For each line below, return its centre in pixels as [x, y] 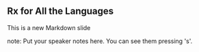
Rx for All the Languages [61, 11]
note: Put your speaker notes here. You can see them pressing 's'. [100, 41]
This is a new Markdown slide [49, 27]
